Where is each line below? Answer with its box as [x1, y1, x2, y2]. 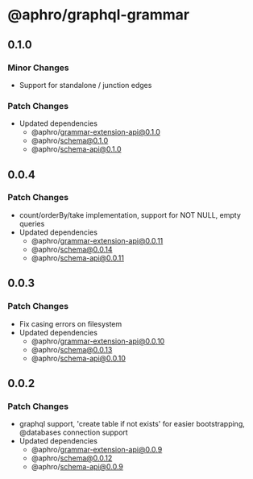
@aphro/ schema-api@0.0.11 [31, 252, 124, 263]
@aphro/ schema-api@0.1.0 [31, 144, 122, 154]
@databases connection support [19, 427, 128, 437]
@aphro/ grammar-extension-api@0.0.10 [31, 336, 165, 346]
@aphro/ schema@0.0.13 [31, 344, 113, 354]
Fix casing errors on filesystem [19, 319, 122, 328]
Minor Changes [7, 62, 69, 73]
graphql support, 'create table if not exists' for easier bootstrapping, [19, 419, 245, 429]
